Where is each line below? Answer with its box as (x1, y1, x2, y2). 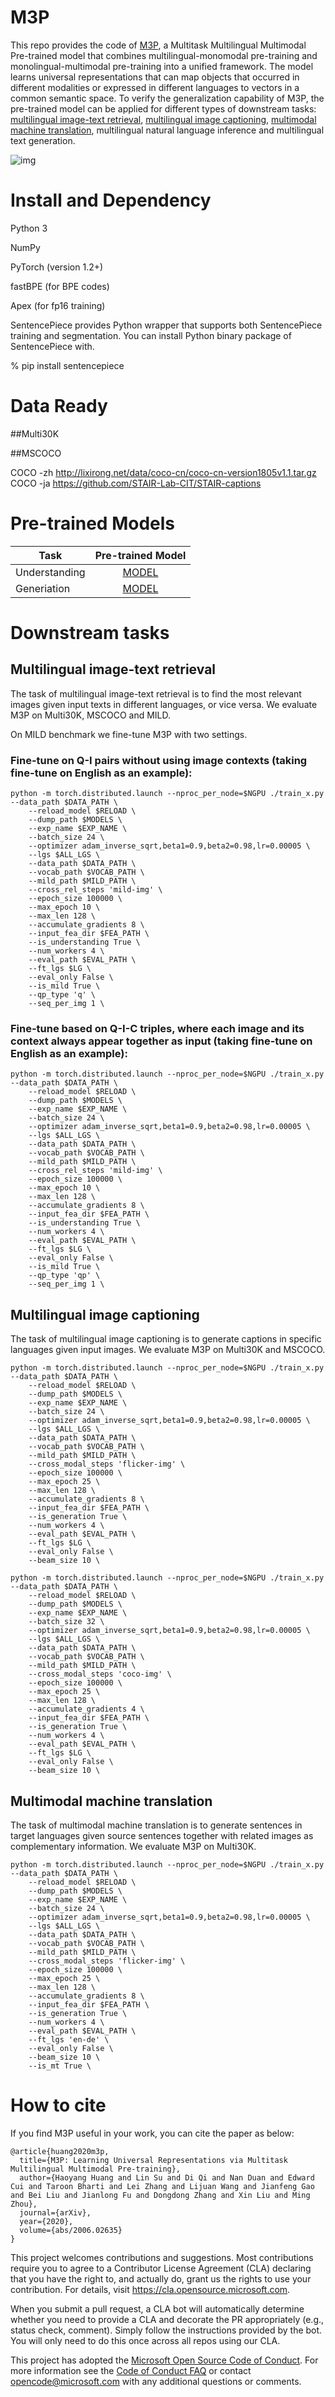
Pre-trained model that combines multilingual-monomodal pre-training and (10, 49, 318, 61)
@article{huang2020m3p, (10, 2146, 110, 2156)
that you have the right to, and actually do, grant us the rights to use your (10, 2272, 312, 2285)
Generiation (15, 581, 71, 595)
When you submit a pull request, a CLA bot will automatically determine (10, 2302, 305, 2315)
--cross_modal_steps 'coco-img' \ (28, 1669, 172, 1680)
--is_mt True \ (28, 2061, 92, 2071)
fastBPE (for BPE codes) (10, 280, 110, 292)
